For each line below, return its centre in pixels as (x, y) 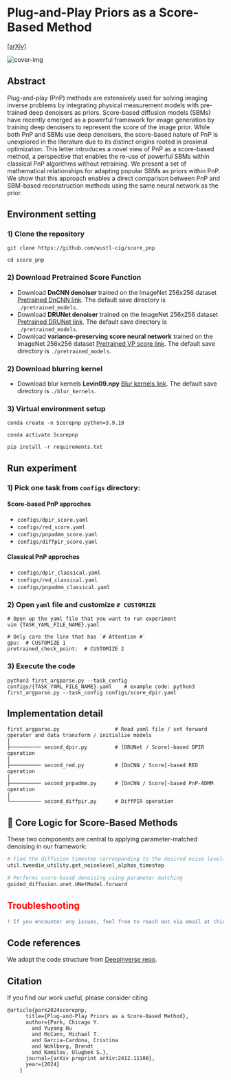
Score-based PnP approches (49, 504)
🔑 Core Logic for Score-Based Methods (92, 823)
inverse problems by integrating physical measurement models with (103, 105)
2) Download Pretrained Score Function (74, 278)
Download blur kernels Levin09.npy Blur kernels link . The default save (117, 384)
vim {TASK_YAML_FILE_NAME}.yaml (53, 625)
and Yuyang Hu (52, 1028)
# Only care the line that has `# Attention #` (77, 637)
